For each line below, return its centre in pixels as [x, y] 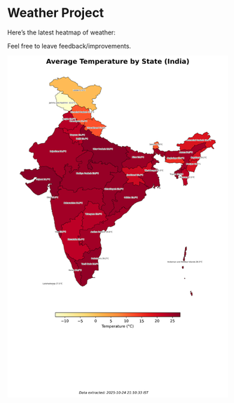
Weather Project [56, 13]
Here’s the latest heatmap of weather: [61, 32]
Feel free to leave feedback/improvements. [69, 46]
